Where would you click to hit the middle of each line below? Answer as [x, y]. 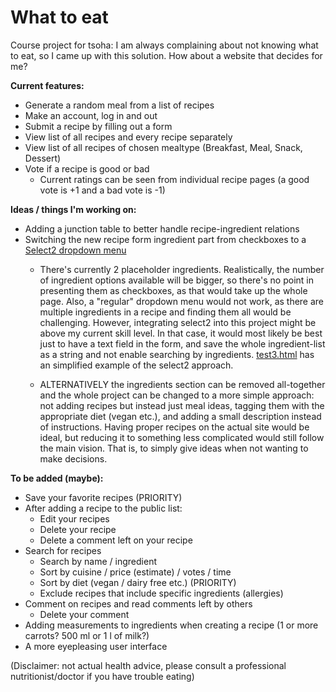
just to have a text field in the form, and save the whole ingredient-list [182, 343]
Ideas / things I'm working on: [73, 209]
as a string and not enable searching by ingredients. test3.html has [177, 354]
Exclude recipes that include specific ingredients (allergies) [161, 593]
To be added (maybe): [57, 478]
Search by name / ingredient [98, 561]
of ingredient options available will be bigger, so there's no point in [176, 280]
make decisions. [73, 458]
